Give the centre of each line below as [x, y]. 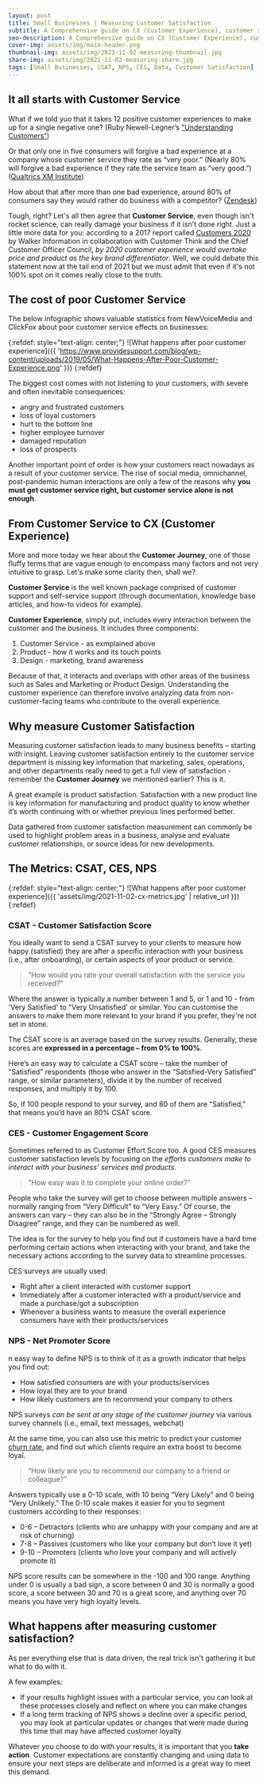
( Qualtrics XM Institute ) [46, 176]
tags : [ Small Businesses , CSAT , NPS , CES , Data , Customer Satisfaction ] [131, 68]
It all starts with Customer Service [94, 100]
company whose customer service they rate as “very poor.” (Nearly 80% [127, 159]
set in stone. [29, 1024]
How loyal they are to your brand [73, 1390]
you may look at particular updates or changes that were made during [134, 1723]
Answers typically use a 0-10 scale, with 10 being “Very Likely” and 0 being [132, 1494]
